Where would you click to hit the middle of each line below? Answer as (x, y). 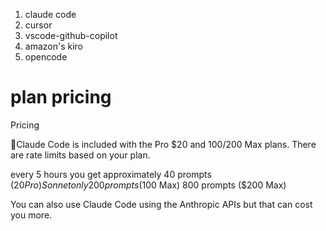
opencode (46, 57)
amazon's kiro (54, 46)
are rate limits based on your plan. (80, 155)
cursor (38, 25)
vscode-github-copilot (71, 35)
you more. (31, 215)
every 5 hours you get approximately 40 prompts (111, 174)
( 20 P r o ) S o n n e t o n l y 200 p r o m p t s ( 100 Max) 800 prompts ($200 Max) (148, 185)
